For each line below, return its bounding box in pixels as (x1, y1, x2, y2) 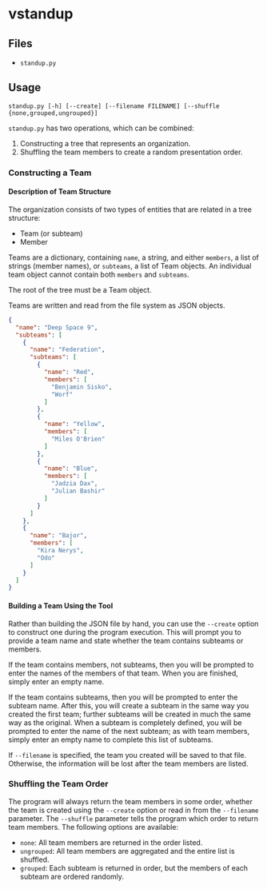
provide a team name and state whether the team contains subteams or (8, 636, 244, 645)
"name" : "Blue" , (43, 464, 98, 472)
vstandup (8, 5, 74, 23)
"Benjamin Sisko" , (50, 383, 113, 391)
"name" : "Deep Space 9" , (15, 323, 98, 332)
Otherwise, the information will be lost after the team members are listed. (8, 759, 249, 768)
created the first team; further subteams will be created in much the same (8, 709, 252, 719)
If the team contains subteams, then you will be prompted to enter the (8, 692, 238, 702)
